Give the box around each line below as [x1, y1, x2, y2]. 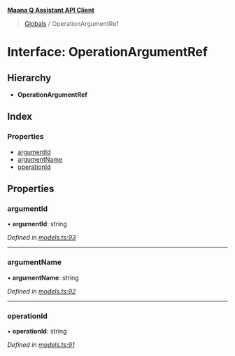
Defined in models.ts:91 [7, 340, 75, 349]
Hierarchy [7, 71, 52, 83]
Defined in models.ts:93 [7, 233, 76, 242]
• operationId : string [7, 327, 67, 335]
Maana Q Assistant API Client [7, 6, 94, 14]
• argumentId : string [7, 220, 68, 228]
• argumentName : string [7, 273, 79, 282]
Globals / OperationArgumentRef [24, 20, 119, 27]
